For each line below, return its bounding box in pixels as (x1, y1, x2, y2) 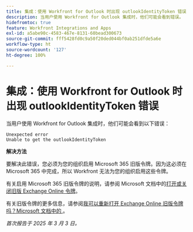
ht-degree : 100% (6, 52, 46, 58)
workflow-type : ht (6, 42, 51, 48)
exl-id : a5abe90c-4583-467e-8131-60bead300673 (6, 31, 122, 36)
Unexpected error (6, 132, 49, 137)
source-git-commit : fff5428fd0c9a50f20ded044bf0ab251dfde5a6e (6, 36, 161, 42)
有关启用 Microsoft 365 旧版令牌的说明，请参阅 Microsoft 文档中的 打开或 (6, 180, 182, 187)
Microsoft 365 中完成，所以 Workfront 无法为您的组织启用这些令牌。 (6, 167, 172, 174)
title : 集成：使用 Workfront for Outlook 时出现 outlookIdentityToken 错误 (6, 8, 187, 15)
